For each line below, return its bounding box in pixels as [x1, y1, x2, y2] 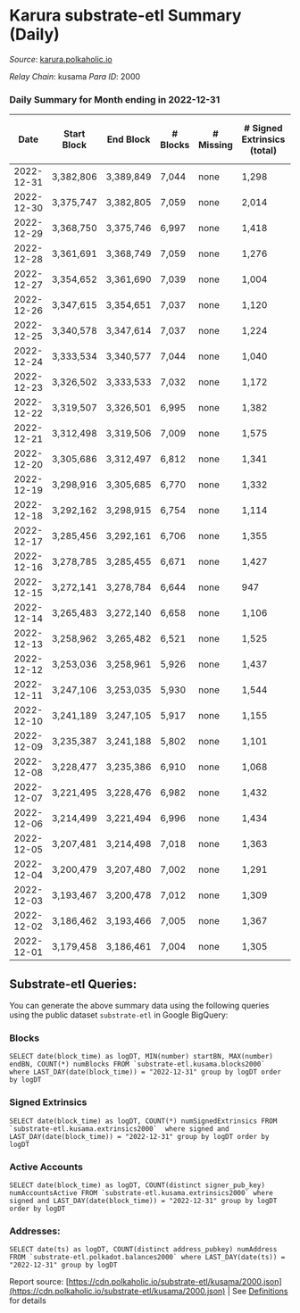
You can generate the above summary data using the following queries [9, 1001, 270, 1011]
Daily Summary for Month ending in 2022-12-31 [9, 93, 221, 105]
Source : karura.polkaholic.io [9, 54, 113, 64]
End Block [106, 133, 151, 145]
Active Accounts [9, 1160, 83, 1173]
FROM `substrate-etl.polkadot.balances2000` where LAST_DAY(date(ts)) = [9, 1253, 286, 1262]
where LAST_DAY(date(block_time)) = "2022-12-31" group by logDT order [9, 1068, 281, 1076]
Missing [197, 139, 234, 152]
